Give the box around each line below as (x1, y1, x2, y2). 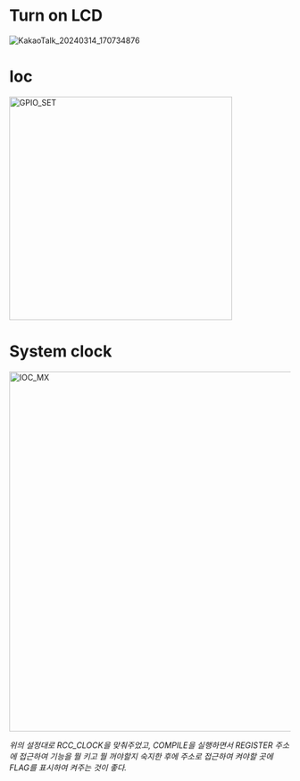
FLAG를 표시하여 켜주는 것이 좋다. (9, 762, 128, 773)
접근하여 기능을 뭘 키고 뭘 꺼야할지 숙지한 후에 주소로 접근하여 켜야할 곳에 (18, 751, 274, 761)
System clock (9, 341, 112, 362)
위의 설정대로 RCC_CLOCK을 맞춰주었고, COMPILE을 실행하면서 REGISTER (9, 740, 273, 751)
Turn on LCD (9, 5, 103, 26)
